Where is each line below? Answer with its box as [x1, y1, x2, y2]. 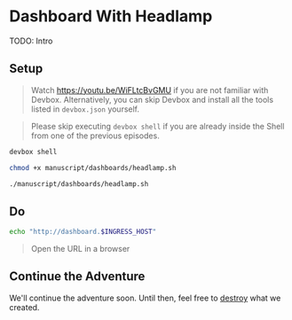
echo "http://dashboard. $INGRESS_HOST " [9, 228, 157, 237]
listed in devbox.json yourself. [30, 104, 140, 114]
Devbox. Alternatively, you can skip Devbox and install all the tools [30, 94, 273, 105]
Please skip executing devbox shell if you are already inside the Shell [30, 121, 285, 131]
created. [9, 301, 40, 312]
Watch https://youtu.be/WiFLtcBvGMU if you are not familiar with [30, 84, 269, 95]
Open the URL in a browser [30, 244, 130, 254]
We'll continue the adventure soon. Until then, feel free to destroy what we [9, 293, 281, 303]
